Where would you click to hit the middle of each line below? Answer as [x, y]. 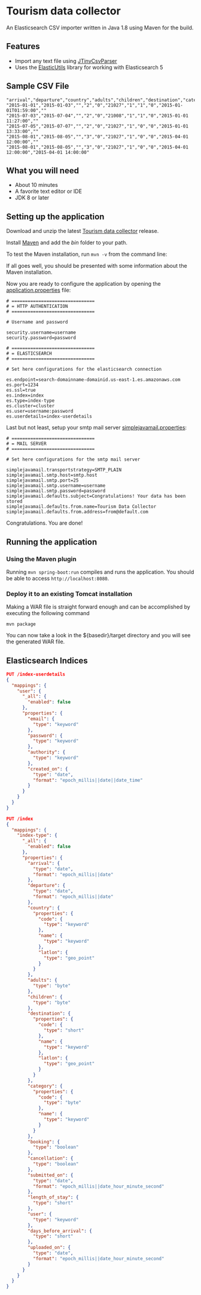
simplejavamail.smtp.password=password [56, 491]
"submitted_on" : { [51, 1175]
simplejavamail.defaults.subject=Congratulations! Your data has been [96, 496]
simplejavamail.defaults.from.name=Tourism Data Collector [81, 507]
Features [23, 46]
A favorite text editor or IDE [48, 191]
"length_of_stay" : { [53, 1197]
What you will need [43, 170]
